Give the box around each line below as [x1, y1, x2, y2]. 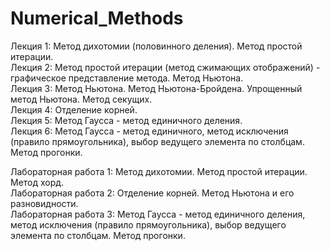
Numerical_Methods [10, 7, 184, 30]
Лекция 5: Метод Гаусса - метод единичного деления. [10, 114, 243, 126]
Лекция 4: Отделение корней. [10, 103, 138, 116]
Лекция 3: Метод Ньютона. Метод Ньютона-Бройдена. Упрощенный [10, 82, 303, 94]
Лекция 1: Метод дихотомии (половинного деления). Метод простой [10, 40, 303, 52]
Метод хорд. [10, 176, 65, 188]
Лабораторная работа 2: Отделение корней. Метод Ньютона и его [10, 187, 295, 199]
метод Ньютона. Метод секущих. [10, 93, 153, 105]
